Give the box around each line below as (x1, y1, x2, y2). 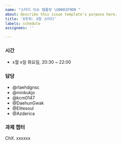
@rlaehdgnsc (12, 84, 40, 90)
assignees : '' (5, 26, 34, 31)
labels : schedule (5, 21, 41, 26)
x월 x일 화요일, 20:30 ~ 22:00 (12, 59, 71, 65)
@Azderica (12, 110, 35, 116)
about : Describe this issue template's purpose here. (5, 12, 118, 17)
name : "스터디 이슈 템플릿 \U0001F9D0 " (5, 7, 81, 12)
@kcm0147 (12, 95, 35, 101)
